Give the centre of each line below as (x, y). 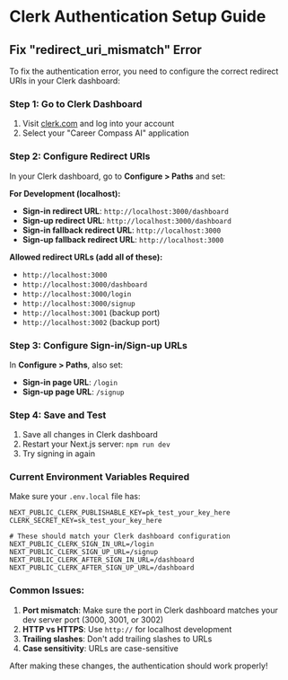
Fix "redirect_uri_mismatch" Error (105, 50)
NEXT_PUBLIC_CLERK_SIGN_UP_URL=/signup (84, 552)
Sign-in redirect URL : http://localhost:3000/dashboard (125, 211)
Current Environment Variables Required (100, 477)
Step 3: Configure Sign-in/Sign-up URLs (99, 345)
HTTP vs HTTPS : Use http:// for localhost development (127, 629)
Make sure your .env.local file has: (75, 497)
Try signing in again (59, 454)
